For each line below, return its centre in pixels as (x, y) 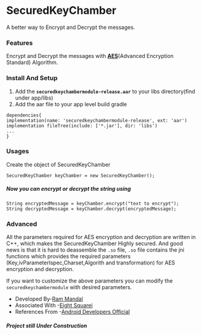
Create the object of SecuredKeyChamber (58, 164)
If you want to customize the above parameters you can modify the (90, 281)
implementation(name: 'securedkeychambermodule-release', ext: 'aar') (97, 120)
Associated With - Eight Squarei (54, 305)
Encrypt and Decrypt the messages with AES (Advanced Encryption (90, 56)
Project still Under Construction (47, 325)
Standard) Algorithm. (32, 62)
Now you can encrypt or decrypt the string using (69, 189)
